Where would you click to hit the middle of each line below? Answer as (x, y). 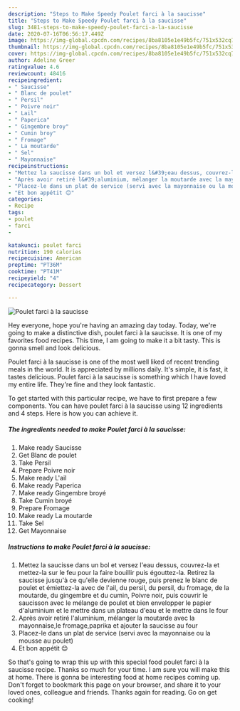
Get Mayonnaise (42, 530)
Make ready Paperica (49, 485)
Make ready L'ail (42, 478)
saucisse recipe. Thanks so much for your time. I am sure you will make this (119, 669)
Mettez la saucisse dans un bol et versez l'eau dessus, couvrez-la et (119, 565)
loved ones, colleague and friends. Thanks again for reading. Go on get (113, 692)
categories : (26, 199)
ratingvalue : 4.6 (34, 67)
